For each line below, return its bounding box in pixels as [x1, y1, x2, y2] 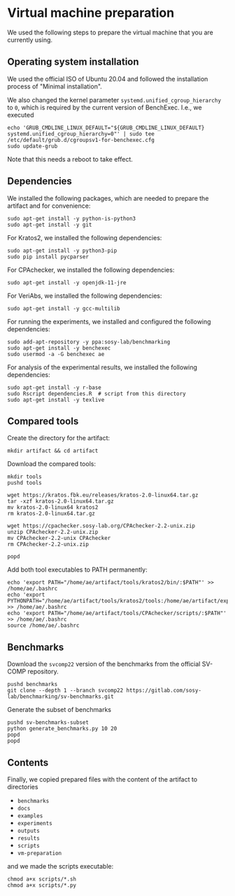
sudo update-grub [7, 143, 58, 150]
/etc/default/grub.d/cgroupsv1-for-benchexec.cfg [7, 136, 155, 143]
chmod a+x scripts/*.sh [7, 876, 77, 883]
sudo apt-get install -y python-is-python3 [7, 215, 136, 222]
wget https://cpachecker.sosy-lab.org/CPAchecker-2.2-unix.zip [7, 522, 196, 529]
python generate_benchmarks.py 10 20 [7, 725, 117, 732]
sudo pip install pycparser [7, 253, 90, 261]
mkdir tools [7, 473, 42, 480]
